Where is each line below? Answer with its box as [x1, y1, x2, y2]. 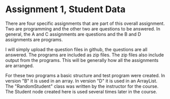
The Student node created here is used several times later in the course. [5, 88, 157, 94]
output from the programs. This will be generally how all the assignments [5, 57, 159, 63]
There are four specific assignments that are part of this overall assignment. [5, 20, 165, 26]
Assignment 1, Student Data [5, 4, 126, 15]
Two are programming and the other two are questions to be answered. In [5, 25, 161, 31]
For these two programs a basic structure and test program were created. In [5, 72, 165, 78]
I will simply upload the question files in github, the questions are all [5, 46, 148, 52]
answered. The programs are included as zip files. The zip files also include [5, 52, 164, 58]
